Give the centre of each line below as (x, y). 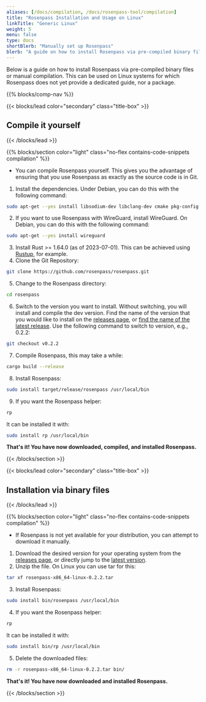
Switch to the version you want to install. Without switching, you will (101, 306)
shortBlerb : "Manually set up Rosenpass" (60, 47)
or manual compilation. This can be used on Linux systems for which (93, 76)
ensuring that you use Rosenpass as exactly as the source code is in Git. (107, 177)
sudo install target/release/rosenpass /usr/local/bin (78, 390)
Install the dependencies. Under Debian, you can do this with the (97, 189)
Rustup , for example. (42, 254)
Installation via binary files (58, 490)
